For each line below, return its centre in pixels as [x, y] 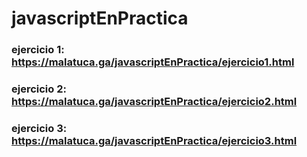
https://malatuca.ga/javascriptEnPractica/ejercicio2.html [154, 102]
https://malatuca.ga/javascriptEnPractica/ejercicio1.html [153, 62]
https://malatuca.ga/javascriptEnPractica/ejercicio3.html [154, 140]
